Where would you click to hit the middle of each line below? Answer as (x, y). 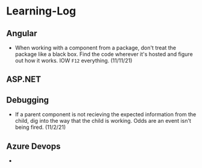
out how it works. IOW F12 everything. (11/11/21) (74, 61)
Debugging (28, 100)
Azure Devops (33, 146)
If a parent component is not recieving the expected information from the (106, 114)
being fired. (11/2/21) (40, 127)
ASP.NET (24, 79)
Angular (22, 33)
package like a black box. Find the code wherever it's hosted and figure (104, 54)
